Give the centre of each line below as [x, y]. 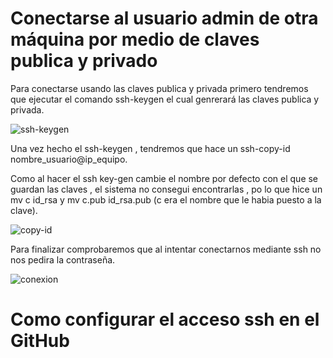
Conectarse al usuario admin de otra [164, 18]
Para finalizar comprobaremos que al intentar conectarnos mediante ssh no [166, 249]
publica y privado [84, 61]
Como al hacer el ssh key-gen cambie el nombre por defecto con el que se [164, 178]
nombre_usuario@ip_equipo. [69, 159]
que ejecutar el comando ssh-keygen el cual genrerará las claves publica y [165, 99]
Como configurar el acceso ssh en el [165, 319]
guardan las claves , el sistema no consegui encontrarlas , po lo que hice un [166, 189]
